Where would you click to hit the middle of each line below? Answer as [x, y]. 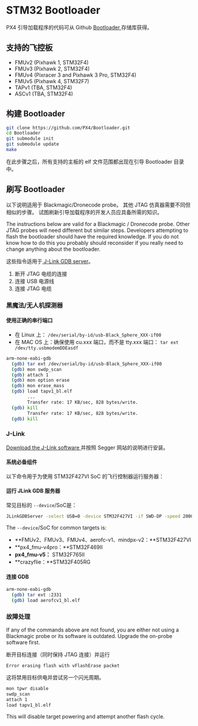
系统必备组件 [22, 462]
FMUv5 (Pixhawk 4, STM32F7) [52, 81]
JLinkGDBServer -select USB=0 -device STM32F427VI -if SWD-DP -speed [93, 516]
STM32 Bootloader [53, 10]
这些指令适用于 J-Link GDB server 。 [50, 261]
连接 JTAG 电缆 [33, 288]
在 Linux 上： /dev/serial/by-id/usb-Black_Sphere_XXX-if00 [88, 335]
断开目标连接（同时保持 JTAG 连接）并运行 [58, 655]
